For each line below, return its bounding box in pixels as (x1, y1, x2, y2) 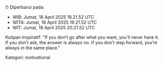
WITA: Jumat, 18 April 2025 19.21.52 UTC (12, 19, 97, 25)
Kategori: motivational (5, 55, 50, 60)
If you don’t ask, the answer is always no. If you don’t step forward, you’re (5, 40, 157, 45)
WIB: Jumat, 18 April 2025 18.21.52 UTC (12, 14, 94, 20)
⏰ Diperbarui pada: (5, 4, 45, 10)
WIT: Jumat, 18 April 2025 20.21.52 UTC (12, 25, 95, 30)
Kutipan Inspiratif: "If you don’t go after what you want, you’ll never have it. (5, 34, 159, 40)
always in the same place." (5, 45, 60, 51)
